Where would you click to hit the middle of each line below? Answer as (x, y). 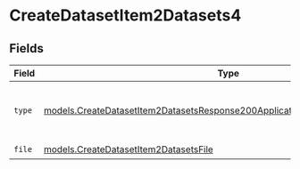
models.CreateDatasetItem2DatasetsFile (129, 149)
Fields (27, 48)
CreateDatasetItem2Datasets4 (125, 16)
